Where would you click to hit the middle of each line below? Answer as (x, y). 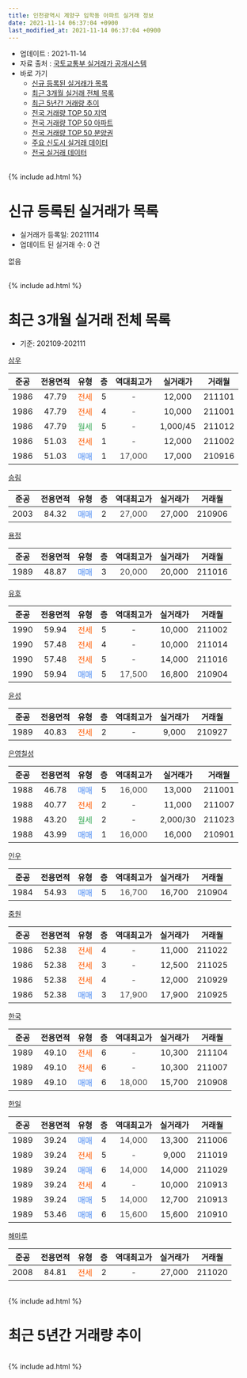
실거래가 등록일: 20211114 (59, 235)
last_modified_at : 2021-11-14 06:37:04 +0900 (84, 30)
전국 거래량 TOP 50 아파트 (72, 123)
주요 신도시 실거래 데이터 (70, 142)
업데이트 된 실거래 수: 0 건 (60, 245)
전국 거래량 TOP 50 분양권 (72, 133)
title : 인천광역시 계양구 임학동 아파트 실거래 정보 (81, 15)
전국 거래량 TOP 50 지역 (69, 113)
